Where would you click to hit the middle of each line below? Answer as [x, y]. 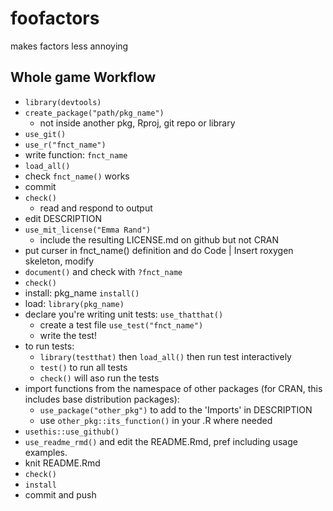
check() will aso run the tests [99, 378]
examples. [46, 452]
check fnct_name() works [77, 176]
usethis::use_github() [72, 432]
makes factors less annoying [69, 46]
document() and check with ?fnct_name [103, 271]
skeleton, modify [59, 261]
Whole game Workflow [83, 77]
